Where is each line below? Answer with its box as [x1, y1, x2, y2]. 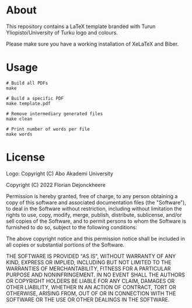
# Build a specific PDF [6, 95, 64, 101]
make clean [6, 116, 33, 122]
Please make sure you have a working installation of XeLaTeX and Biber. [6, 40, 179, 47]
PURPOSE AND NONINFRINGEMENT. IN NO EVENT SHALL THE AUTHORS [6, 271, 186, 278]
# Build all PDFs [6, 80, 48, 86]
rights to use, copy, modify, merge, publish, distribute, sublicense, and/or [6, 211, 182, 218]
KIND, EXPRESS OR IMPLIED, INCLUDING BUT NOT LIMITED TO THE [6, 258, 172, 266]
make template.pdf [6, 101, 51, 106]
